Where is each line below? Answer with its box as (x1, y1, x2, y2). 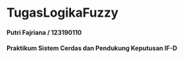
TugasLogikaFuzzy (6, 5, 119, 21)
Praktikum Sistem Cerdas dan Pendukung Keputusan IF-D (6, 44, 178, 53)
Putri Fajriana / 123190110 (6, 28, 82, 36)
